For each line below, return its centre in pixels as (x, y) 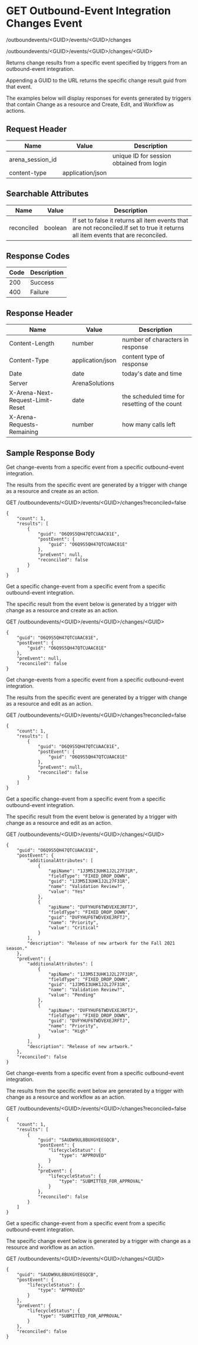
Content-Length (32, 344)
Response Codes (38, 256)
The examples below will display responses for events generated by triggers (99, 98)
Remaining (24, 432)
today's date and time (152, 374)
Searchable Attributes (47, 194)
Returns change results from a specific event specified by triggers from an (97, 63)
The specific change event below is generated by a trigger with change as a (98, 1241)
